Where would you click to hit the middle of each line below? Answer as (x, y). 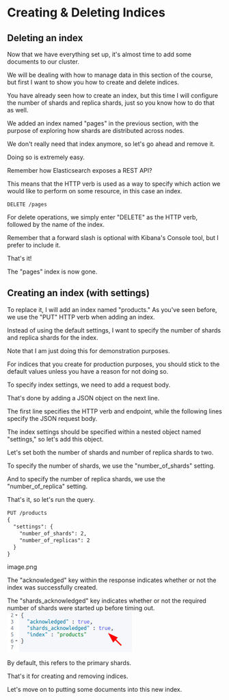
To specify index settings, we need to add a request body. (89, 385)
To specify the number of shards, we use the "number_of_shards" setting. (111, 466)
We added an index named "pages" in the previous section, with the (103, 123)
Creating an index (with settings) (79, 293)
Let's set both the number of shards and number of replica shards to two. (110, 452)
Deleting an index (45, 38)
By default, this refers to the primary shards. (69, 662)
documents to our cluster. (43, 62)
